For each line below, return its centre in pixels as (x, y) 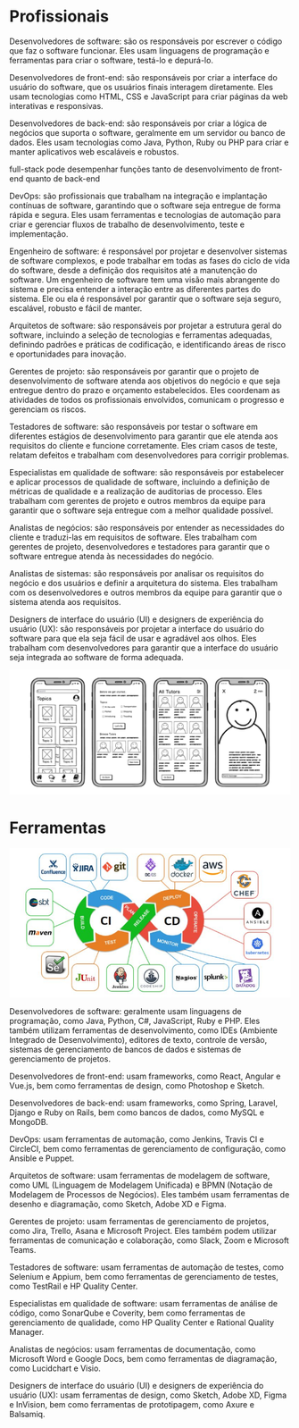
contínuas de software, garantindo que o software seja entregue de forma (145, 205)
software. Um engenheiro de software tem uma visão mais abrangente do (145, 280)
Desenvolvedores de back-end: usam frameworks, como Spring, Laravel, (144, 1103)
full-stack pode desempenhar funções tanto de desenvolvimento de (134, 169)
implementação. (39, 233)
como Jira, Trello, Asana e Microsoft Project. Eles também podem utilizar (143, 1231)
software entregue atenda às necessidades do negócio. (112, 556)
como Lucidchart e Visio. (55, 1368)
